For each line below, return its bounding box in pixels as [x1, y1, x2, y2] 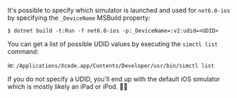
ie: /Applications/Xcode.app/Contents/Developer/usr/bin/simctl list [7, 61, 215, 70]
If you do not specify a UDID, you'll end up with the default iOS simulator [7, 75, 221, 83]
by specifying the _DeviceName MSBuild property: [7, 13, 151, 22]
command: [7, 48, 39, 55]
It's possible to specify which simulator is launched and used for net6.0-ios [7, 6, 231, 14]
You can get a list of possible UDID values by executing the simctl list [7, 40, 218, 48]
